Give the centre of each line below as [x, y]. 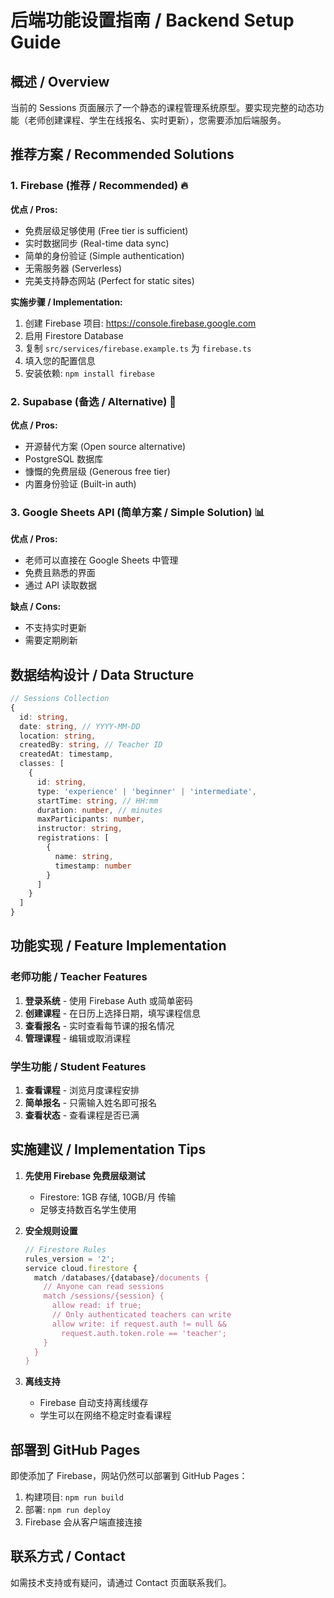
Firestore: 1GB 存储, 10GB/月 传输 [108, 1197]
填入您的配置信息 [60, 360]
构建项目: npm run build [74, 1497]
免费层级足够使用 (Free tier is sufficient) [106, 230]
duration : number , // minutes [99, 810]
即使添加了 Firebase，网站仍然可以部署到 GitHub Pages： [129, 1476]
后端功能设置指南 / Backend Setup [152, 20]
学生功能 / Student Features [78, 1066]
